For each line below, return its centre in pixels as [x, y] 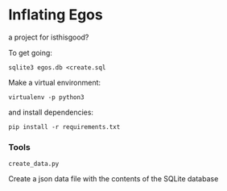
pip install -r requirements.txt [64, 127]
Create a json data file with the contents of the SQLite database [113, 179]
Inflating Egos [56, 15]
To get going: [30, 52]
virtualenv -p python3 [46, 97]
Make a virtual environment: [55, 82]
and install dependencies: [51, 112]
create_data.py [34, 164]
